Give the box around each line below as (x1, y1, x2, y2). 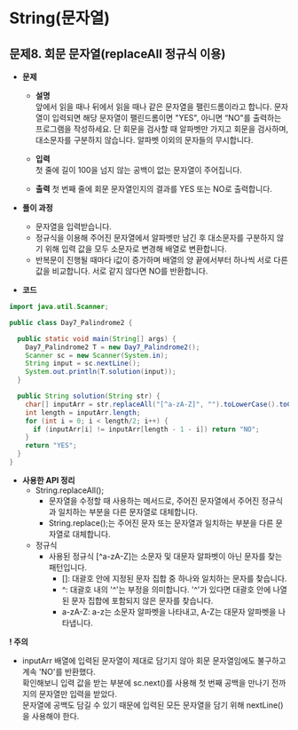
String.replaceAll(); (35, 485, 105, 496)
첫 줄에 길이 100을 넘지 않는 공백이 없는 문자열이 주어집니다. (35, 165, 242, 175)
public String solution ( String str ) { (17, 392, 161, 401)
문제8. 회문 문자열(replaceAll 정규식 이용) (9, 46, 226, 61)
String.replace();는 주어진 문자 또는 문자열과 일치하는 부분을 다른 (48, 517, 274, 528)
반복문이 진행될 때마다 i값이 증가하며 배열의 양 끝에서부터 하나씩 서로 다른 (35, 255, 288, 265)
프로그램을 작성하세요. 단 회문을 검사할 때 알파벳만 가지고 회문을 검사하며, (35, 123, 289, 134)
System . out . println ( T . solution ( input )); (25, 368, 176, 377)
